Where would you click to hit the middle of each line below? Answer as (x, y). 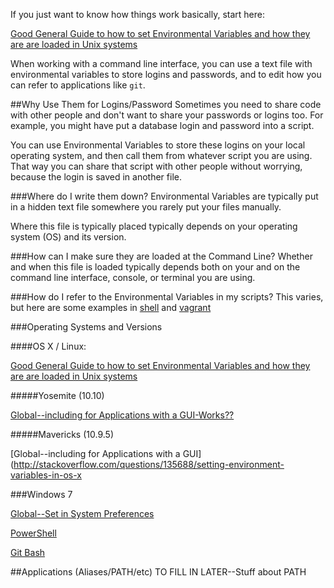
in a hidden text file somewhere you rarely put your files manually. (146, 207)
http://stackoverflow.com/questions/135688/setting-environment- (149, 464)
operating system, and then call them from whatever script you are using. (161, 155)
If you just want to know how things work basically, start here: (137, 14)
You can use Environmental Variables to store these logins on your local (158, 145)
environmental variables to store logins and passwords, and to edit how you (166, 74)
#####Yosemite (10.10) (57, 395)
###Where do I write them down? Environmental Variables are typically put (164, 196)
